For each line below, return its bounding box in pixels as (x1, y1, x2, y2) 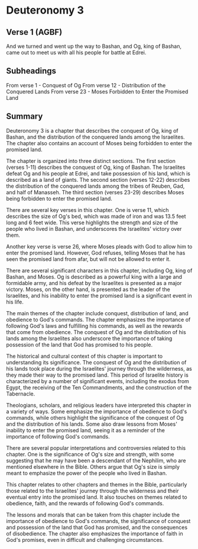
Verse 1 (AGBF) (6, 27, 63, 37)
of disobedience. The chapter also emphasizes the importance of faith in (6, 530, 183, 537)
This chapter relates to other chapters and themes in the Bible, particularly (6, 481, 187, 488)
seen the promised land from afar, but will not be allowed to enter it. (6, 255, 171, 263)
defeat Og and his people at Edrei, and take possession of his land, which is (6, 169, 191, 177)
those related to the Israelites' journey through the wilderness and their (6, 487, 179, 494)
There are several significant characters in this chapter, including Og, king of (6, 267, 193, 274)
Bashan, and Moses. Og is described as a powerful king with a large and (6, 273, 182, 280)
